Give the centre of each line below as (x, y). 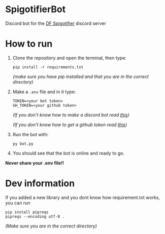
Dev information (40, 184)
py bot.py (23, 144)
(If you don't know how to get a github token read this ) (70, 125)
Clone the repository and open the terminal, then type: (70, 58)
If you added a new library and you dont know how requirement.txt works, (82, 197)
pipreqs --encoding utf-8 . (35, 216)
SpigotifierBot (36, 9)
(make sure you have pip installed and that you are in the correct (80, 76)
